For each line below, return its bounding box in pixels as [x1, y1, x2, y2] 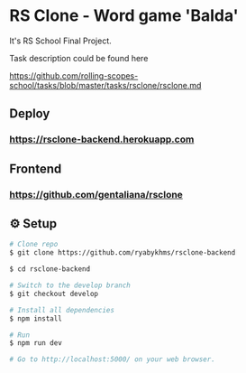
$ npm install [9, 313, 63, 323]
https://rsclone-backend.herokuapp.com [9, 133, 195, 145]
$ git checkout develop [9, 289, 99, 298]
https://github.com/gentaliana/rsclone [9, 188, 183, 200]
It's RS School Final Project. [9, 35, 113, 46]
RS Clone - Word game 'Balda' [9, 5, 239, 26]
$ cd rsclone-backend [9, 265, 91, 274]
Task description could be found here [9, 52, 149, 63]
